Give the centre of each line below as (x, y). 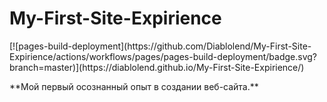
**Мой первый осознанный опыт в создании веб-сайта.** (134, 86)
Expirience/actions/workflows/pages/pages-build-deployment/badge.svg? (163, 56)
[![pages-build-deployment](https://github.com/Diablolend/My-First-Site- (160, 46)
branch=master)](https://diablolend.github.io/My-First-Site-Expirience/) (157, 67)
